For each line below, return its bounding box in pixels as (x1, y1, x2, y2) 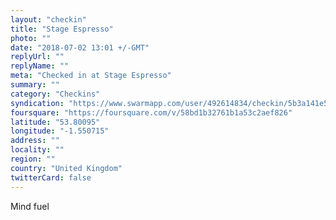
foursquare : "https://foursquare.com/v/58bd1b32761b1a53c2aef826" (10, 107, 293, 118)
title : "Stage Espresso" (10, 24, 114, 34)
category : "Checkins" (10, 89, 101, 99)
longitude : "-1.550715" (10, 126, 110, 136)
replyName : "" (10, 61, 70, 71)
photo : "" (10, 33, 52, 43)
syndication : (10, 98, 65, 108)
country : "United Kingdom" (10, 163, 123, 173)
